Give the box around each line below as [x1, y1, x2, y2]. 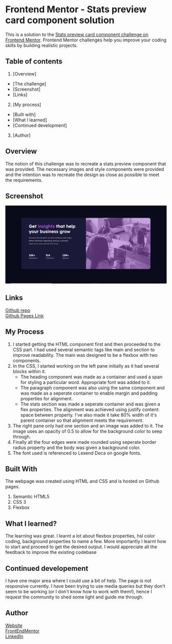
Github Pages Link [5, 312, 44, 318]
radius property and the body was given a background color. [12, 444, 141, 450]
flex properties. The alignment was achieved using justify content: [20, 406, 160, 413]
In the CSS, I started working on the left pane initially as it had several [12, 362, 160, 369]
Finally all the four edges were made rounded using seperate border [12, 439, 157, 445]
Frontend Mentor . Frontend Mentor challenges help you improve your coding [5, 37, 167, 43]
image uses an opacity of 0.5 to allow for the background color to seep [12, 428, 163, 434]
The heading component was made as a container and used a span [20, 374, 163, 380]
